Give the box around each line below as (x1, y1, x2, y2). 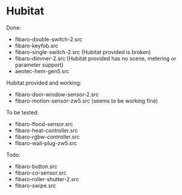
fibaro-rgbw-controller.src (14, 133, 80, 140)
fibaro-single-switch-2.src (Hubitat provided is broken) (14, 48, 151, 55)
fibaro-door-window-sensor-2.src (14, 91, 99, 98)
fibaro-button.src (14, 163, 58, 170)
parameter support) (14, 61, 64, 68)
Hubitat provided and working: (6, 79, 82, 86)
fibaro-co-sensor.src (14, 169, 67, 176)
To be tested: (6, 109, 39, 116)
